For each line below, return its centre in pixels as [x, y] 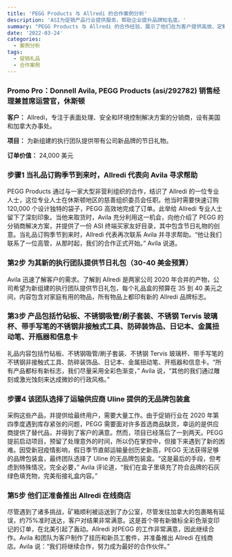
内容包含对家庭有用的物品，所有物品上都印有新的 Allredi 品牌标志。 [115, 296]
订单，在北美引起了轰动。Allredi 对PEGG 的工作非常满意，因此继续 [114, 529]
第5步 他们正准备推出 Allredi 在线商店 [69, 495]
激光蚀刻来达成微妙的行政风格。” [65, 379]
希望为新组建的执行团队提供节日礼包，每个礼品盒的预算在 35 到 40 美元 [115, 288]
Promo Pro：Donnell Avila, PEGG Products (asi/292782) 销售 [110, 91]
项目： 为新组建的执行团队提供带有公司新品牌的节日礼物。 [90, 140]
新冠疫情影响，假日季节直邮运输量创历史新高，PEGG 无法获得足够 [125, 450]
